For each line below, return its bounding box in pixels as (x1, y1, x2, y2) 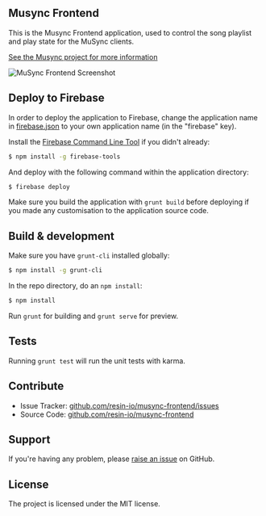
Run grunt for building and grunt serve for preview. (8, 311, 179, 321)
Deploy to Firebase (8, 91, 105, 105)
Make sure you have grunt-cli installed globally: (8, 250, 170, 261)
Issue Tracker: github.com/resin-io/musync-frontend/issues (19, 401, 219, 410)
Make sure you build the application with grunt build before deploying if (8, 197, 250, 207)
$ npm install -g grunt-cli (8, 266, 103, 275)
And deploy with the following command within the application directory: (8, 167, 249, 177)
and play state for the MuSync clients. (8, 36, 135, 46)
